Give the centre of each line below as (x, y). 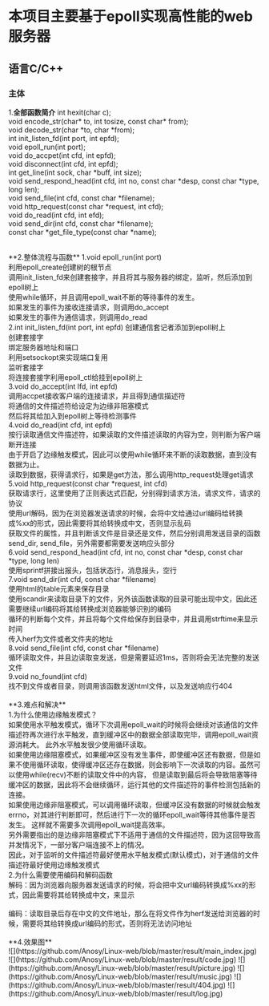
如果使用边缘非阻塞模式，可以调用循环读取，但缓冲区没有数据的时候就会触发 (134, 804)
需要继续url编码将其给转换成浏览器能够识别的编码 (90, 608)
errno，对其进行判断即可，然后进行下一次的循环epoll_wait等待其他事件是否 (132, 814)
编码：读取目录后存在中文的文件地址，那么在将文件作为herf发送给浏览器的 (131, 913)
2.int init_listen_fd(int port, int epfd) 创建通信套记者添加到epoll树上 (117, 327)
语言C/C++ (36, 69)
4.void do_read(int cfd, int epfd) (61, 425)
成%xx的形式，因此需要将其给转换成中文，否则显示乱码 (100, 523)
